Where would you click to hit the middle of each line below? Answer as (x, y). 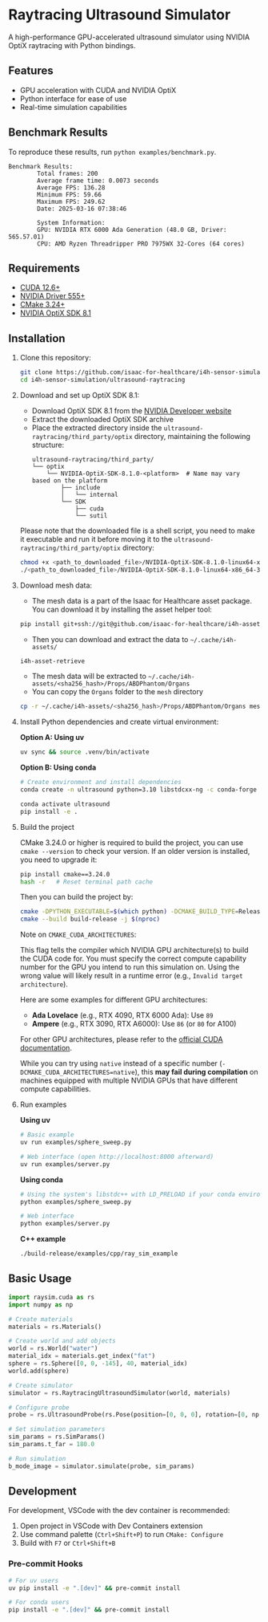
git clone (36, 372)
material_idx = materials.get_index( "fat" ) (82, 1356)
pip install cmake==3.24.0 (65, 874)
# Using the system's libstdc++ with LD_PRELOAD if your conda (128, 1194)
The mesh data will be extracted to (89, 677)
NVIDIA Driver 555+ (52, 296)
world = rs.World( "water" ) (53, 1349)
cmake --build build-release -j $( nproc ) (90, 919)
